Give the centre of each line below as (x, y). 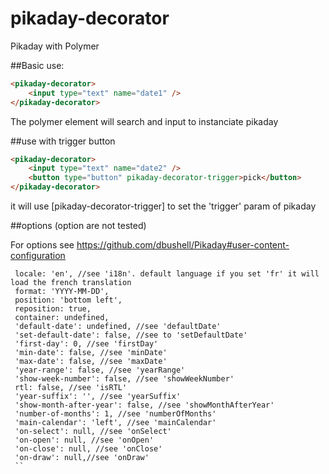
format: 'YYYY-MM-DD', (62, 292)
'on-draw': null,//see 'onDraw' (82, 458)
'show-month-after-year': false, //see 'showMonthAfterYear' (144, 405)
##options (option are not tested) (78, 226)
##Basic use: (37, 65)
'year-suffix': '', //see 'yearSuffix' (98, 397)
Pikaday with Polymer (55, 46)
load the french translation (71, 283)
